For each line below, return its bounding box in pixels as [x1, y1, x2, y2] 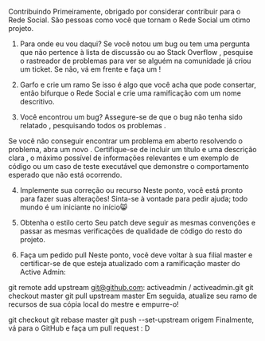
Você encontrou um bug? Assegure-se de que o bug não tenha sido [19, 112, 243, 122]
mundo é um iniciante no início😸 [19, 202, 128, 212]
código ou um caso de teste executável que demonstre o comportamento [8, 162, 249, 170]
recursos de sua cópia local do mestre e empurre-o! [8, 300, 179, 309]
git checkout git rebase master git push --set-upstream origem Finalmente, [8, 315, 255, 324]
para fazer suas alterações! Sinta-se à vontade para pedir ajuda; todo [19, 194, 248, 203]
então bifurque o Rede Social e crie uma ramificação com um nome [19, 88, 241, 98]
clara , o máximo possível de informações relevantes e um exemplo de [8, 153, 240, 163]
